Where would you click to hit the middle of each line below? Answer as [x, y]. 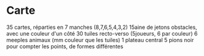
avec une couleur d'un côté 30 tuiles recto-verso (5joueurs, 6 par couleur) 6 [102, 33]
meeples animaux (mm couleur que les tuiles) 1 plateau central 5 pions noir [100, 40]
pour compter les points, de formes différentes [65, 46]
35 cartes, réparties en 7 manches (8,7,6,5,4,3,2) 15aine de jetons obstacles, [102, 27]
